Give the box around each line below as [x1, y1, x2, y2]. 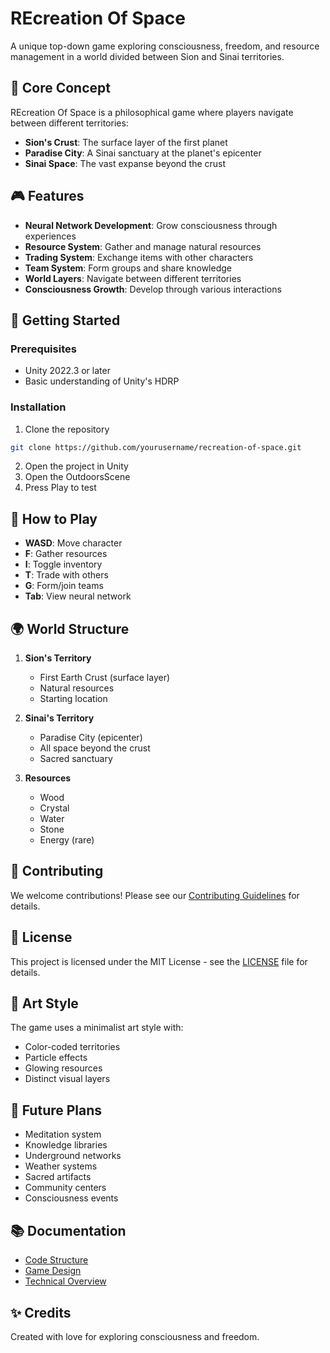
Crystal [39, 802, 70, 814]
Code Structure [24, 1254, 89, 1266]
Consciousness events [24, 1192, 119, 1204]
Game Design [24, 1265, 82, 1277]
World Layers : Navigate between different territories [24, 272, 242, 284]
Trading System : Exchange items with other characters [24, 251, 254, 263]
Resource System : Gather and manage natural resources [24, 240, 262, 252]
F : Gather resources [24, 548, 108, 560]
